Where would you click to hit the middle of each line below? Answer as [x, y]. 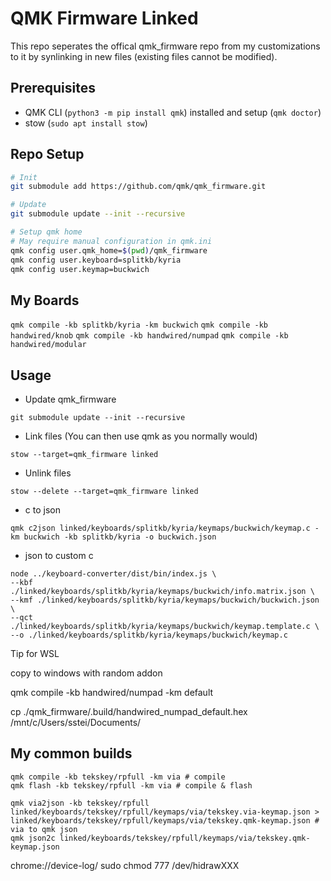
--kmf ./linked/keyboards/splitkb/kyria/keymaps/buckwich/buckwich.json [165, 600]
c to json [42, 510]
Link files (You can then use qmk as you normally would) [141, 436]
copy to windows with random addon [86, 673]
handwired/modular [48, 345]
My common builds [71, 753]
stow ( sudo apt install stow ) [86, 123]
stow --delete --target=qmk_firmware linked [104, 492]
